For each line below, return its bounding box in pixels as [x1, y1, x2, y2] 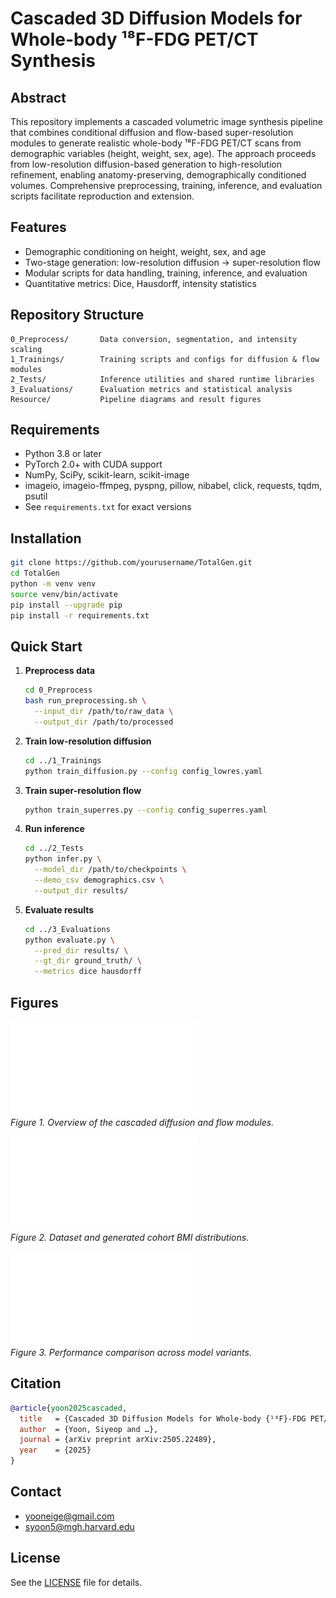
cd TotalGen [10, 568, 60, 579]
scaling [10, 344, 43, 354]
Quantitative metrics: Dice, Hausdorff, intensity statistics [24, 277, 257, 289]
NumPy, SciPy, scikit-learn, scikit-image [24, 469, 190, 481]
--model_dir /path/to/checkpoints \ [34, 865, 187, 875]
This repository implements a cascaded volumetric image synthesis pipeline [10, 116, 323, 127]
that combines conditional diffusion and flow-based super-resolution [10, 127, 294, 138]
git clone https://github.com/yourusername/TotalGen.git [10, 558, 253, 568]
